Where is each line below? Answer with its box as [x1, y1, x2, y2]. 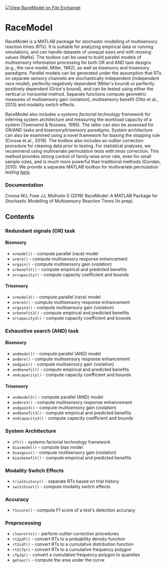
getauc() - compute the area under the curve [12, 557, 105, 563]
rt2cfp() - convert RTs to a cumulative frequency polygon [12, 547, 131, 553]
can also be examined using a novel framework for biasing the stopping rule [5, 132, 160, 138]
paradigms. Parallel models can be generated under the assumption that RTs [5, 70, 162, 76]
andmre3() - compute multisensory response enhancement [12, 399, 132, 405]
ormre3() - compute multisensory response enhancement [12, 299, 130, 305]
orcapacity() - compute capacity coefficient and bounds [12, 272, 129, 278]
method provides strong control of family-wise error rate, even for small [5, 153, 152, 159]
